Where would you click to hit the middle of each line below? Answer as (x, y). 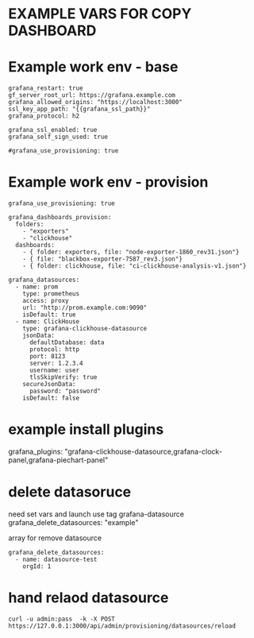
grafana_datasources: (44, 280)
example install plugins (86, 429)
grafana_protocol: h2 (44, 116)
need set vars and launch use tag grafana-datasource (96, 514)
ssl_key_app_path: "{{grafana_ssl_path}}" (79, 109)
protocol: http (54, 350)
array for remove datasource (55, 538)
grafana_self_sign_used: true (58, 137)
